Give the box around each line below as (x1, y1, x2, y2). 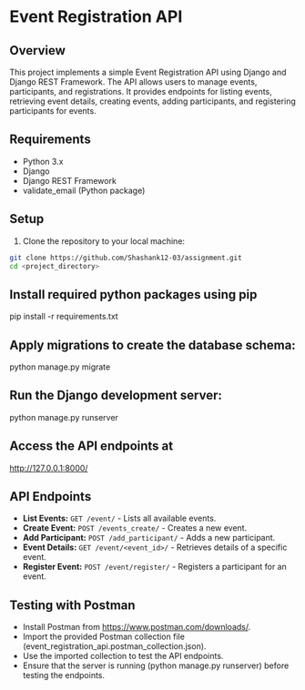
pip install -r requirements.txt (9, 311, 118, 322)
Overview (9, 43, 66, 58)
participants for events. (9, 106, 97, 116)
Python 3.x (22, 156, 64, 167)
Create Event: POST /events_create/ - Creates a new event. (22, 523, 248, 533)
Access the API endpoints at (9, 439, 174, 454)
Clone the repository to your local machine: (22, 235, 185, 247)
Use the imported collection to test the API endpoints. (22, 651, 224, 662)
